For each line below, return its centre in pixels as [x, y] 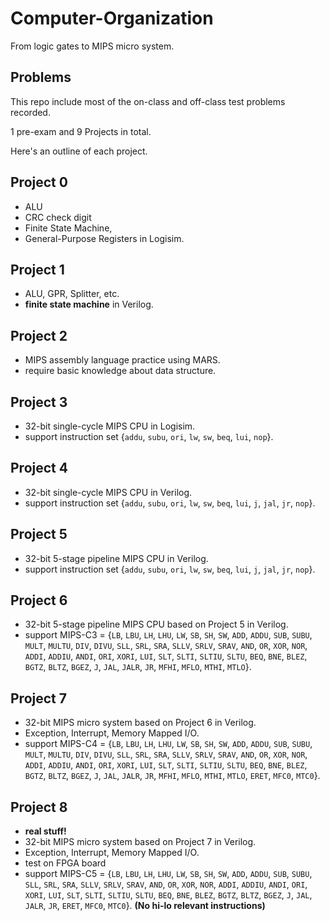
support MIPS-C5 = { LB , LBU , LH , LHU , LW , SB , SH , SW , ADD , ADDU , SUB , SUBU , [168, 874]
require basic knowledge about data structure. [120, 371]
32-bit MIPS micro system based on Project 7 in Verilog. [140, 842]
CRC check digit [58, 217]
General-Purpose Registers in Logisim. [104, 238]
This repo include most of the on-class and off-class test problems [148, 101]
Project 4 [39, 468]
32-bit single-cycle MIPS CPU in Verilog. [108, 492]
